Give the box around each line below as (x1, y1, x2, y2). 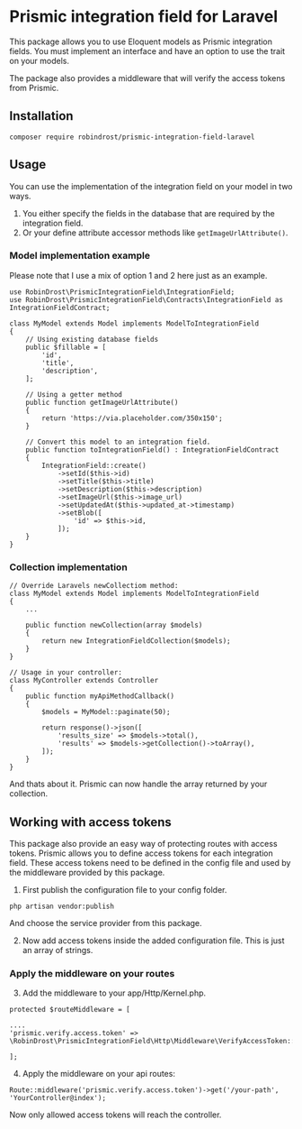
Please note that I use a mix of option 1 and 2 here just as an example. (9, 270, 268, 280)
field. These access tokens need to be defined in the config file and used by (9, 857, 291, 867)
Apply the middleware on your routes (9, 967, 175, 979)
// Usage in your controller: (9, 668, 123, 677)
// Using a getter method (25, 390, 123, 399)
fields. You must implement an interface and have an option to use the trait (9, 45, 286, 56)
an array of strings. (22, 944, 93, 955)
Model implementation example (9, 250, 151, 262)
